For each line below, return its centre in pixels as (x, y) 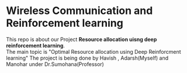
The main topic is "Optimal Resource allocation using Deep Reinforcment (93, 51)
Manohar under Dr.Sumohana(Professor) (55, 64)
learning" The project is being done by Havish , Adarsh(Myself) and (87, 58)
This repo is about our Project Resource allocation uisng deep (82, 39)
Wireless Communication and (79, 11)
